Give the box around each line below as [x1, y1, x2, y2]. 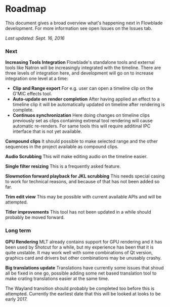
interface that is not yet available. [12, 128, 82, 134]
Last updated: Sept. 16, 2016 [5, 35, 65, 41]
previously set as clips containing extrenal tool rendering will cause [12, 118, 153, 124]
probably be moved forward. [5, 214, 65, 221]
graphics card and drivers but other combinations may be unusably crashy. [5, 255, 162, 261]
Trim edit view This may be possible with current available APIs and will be [5, 194, 162, 200]
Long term [5, 227, 31, 234]
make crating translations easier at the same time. [5, 275, 109, 282]
